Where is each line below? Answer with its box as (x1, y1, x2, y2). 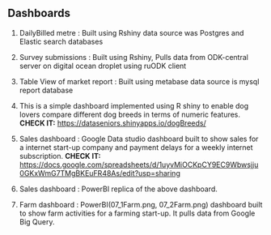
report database (19, 85, 74, 95)
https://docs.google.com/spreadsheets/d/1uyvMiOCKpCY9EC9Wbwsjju (19, 160, 259, 169)
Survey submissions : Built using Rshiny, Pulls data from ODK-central (19, 52, 248, 62)
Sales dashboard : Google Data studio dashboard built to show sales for (19, 134, 259, 143)
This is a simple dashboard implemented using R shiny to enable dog (19, 100, 249, 110)
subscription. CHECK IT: (19, 151, 101, 160)
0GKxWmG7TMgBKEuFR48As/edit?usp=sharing (19, 168, 181, 177)
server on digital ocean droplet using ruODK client (19, 61, 187, 70)
